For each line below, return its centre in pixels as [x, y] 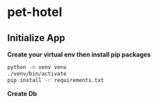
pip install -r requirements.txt [56, 80]
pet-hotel [35, 12]
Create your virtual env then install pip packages [79, 54]
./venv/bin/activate [37, 74]
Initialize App [36, 38]
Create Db [22, 93]
